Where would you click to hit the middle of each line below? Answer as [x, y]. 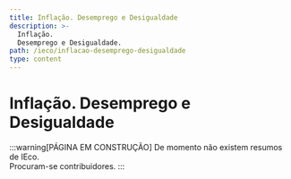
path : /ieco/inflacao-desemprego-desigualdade [98, 51]
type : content [36, 59]
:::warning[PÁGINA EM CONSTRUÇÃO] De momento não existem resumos [146, 147]
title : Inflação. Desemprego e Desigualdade [94, 17]
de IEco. [25, 157]
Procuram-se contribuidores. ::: [67, 166]
